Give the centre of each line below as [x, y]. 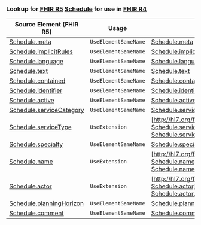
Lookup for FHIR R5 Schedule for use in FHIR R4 [77, 9]
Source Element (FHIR [47, 25]
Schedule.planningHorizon [46, 203]
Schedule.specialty [36, 144]
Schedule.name [31, 162]
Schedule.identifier [36, 90]
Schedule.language [36, 62]
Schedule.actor [31, 186]
